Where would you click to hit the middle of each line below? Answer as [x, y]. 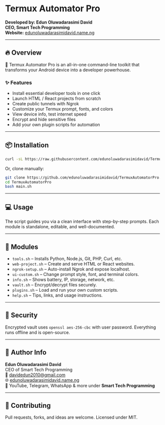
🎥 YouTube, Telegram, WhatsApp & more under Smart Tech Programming [80, 385]
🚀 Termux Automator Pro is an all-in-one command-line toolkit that [72, 64]
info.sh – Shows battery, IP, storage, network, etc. [63, 279]
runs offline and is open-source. [38, 332]
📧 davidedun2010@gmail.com [35, 375]
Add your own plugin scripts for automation [56, 125]
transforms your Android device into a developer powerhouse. [68, 70]
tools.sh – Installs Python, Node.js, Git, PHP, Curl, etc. [67, 258]
